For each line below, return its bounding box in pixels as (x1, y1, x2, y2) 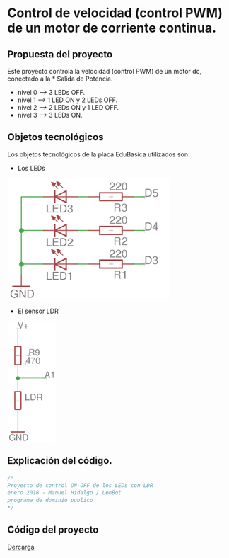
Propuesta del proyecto (7, 48, 113, 60)
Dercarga (7, 542, 35, 551)
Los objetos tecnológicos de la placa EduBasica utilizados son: (7, 150, 190, 159)
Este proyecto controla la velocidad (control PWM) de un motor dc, (7, 67, 202, 75)
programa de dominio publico (7, 497, 93, 504)
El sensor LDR (17, 307, 59, 315)
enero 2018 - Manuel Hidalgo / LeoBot (7, 489, 122, 496)
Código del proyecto (7, 524, 99, 536)
